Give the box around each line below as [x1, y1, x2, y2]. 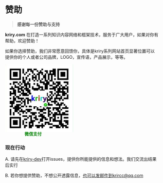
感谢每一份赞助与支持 [17, 21, 60, 27]
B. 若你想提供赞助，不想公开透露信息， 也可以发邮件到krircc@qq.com [5, 173, 144, 179]
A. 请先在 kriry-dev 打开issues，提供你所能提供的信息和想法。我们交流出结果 [5, 156, 157, 162]
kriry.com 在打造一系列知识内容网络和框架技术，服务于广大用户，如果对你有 [5, 32, 159, 37]
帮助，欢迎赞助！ [5, 37, 39, 44]
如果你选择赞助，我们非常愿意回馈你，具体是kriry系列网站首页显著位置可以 [5, 48, 155, 54]
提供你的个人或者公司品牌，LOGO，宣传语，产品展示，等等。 [5, 54, 128, 60]
